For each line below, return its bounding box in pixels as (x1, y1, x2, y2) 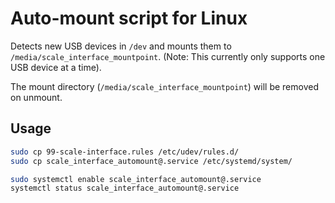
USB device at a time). (10, 61, 102, 73)
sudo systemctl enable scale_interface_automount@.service (10, 174, 262, 184)
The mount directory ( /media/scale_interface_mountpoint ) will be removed (10, 80, 319, 92)
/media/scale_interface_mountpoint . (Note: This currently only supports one (10, 50, 326, 62)
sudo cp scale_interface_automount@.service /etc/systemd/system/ (10, 156, 293, 166)
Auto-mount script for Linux (10, 7, 248, 30)
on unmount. (10, 91, 63, 103)
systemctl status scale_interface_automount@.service (10, 183, 240, 194)
